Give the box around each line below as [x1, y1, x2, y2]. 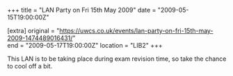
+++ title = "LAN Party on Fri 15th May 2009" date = [7, 6, 156, 14]
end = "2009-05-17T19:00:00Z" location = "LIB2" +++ [7, 41, 163, 49]
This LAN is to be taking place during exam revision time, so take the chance [7, 55, 227, 63]
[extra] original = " [7, 27, 60, 35]
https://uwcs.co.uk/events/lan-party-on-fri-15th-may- [58, 27, 214, 35]
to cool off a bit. [7, 62, 53, 70]
